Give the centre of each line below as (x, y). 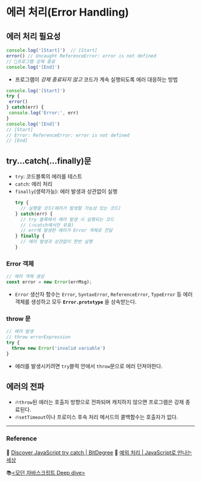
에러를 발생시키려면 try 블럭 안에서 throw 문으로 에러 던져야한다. (89, 366)
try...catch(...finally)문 (49, 161)
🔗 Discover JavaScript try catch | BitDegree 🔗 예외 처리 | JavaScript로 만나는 (99, 452)
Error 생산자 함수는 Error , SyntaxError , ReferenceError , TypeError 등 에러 (104, 294)
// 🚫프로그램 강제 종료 (31, 61)
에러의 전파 (25, 387)
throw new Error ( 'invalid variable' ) (59, 348)
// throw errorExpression (38, 337)
